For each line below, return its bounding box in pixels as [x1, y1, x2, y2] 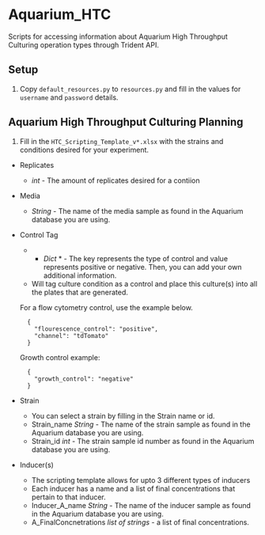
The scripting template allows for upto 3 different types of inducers [31, 475, 251, 484]
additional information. [43, 271, 117, 280]
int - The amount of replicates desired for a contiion [31, 176, 200, 185]
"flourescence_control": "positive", [34, 324, 158, 333]
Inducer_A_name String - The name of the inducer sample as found [31, 500, 252, 510]
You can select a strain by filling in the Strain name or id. [31, 411, 215, 420]
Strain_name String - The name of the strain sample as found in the [31, 419, 251, 429]
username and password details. [19, 93, 119, 102]
